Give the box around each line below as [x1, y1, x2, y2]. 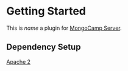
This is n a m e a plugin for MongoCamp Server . [6, 24, 122, 32]
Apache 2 [6, 58, 31, 65]
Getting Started [6, 4, 87, 18]
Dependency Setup [6, 42, 81, 52]
